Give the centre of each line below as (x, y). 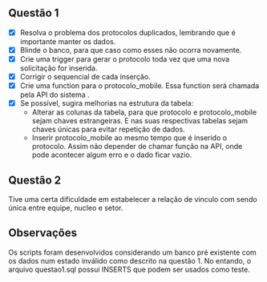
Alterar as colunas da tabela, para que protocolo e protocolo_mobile (144, 112)
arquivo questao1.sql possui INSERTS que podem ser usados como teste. (129, 269)
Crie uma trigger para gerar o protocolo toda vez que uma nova (125, 58)
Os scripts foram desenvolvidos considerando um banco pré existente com (132, 252)
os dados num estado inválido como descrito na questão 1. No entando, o (130, 260)
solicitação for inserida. (59, 68)
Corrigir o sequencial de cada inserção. (85, 77)
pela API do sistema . (55, 95)
